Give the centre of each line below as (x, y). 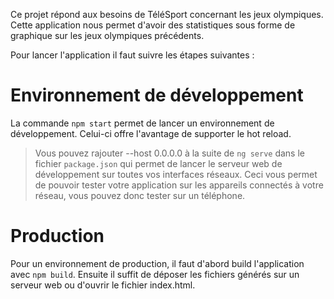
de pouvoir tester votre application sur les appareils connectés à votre (179, 185)
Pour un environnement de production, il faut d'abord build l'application (157, 263)
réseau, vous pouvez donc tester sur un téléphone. (140, 195)
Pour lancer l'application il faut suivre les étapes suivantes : (132, 55)
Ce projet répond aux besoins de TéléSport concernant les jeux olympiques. (167, 14)
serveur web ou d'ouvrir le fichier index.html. (103, 285)
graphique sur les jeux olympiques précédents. (107, 35)
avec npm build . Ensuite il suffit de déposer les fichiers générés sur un (155, 274)
